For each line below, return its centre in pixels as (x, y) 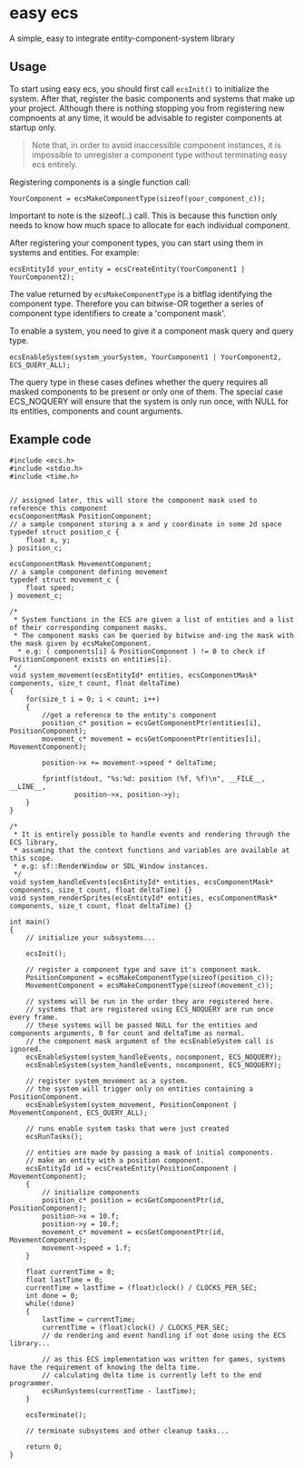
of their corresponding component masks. (89, 627)
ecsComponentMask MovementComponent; (81, 564)
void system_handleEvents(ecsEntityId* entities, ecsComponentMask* (142, 882)
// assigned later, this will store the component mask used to (133, 500)
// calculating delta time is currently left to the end (152, 1375)
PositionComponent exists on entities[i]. (91, 659)
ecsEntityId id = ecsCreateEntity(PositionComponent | (132, 1168)
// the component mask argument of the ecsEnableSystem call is (150, 1041)
